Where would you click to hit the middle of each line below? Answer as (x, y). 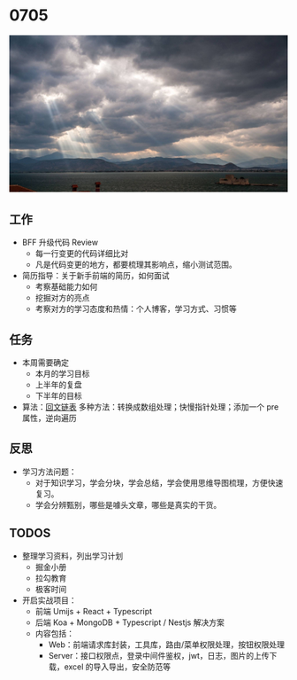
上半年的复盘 (58, 385)
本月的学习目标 (62, 374)
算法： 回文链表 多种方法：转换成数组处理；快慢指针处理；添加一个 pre (150, 407)
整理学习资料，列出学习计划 (72, 556)
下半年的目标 (58, 396)
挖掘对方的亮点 (62, 298)
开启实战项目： (49, 600)
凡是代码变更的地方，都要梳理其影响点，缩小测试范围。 (136, 265)
